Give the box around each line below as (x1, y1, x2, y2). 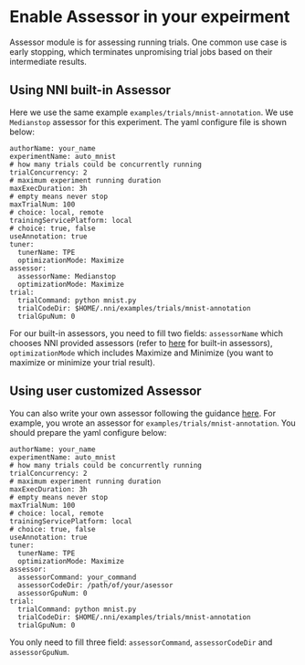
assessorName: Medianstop (17, 271, 117, 280)
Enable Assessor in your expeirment (9, 6, 290, 27)
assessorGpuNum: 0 (17, 588, 89, 597)
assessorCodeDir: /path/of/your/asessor (17, 580, 174, 590)
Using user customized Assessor (9, 384, 203, 399)
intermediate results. (9, 56, 87, 67)
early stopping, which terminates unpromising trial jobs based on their (9, 46, 273, 57)
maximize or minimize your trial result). (9, 356, 155, 367)
